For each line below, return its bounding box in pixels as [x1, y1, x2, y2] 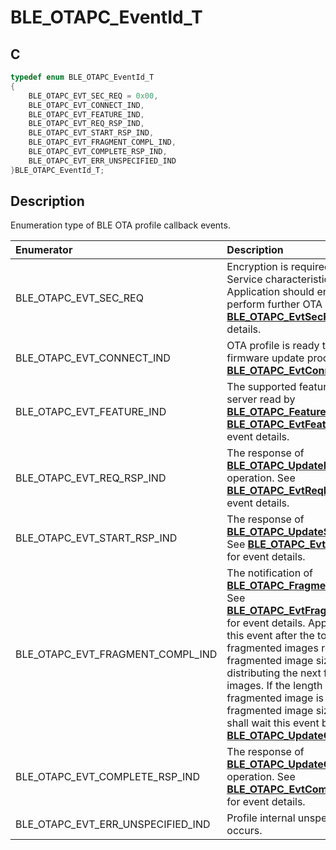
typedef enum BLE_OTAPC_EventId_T [10, 72, 155, 82]
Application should [226, 285, 315, 299]
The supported [226, 380, 297, 394]
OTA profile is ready [226, 339, 320, 353]
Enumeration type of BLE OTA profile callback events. [10, 219, 231, 231]
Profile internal [226, 811, 296, 825]
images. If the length [226, 679, 323, 693]
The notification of [226, 566, 313, 580]
